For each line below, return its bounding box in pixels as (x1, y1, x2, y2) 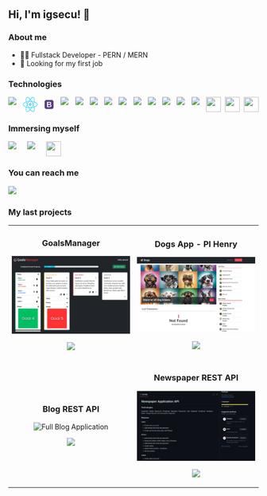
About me (8, 32, 48, 43)
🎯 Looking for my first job (19, 58, 103, 68)
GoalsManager (41, 237, 101, 248)
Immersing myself (8, 123, 80, 134)
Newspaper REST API (153, 372, 239, 384)
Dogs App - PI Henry (154, 238, 238, 250)
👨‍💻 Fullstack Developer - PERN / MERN (19, 49, 149, 60)
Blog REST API (42, 403, 99, 415)
